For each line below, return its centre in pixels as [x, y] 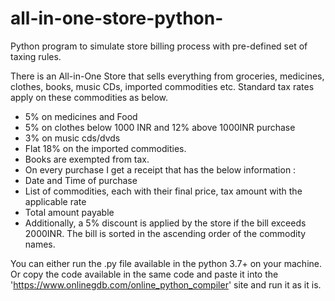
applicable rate [55, 201]
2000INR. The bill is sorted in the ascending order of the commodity [165, 233]
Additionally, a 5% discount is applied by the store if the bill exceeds [165, 223]
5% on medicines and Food [81, 116]
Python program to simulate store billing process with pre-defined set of [159, 46]
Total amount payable [69, 212]
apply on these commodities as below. [89, 97]
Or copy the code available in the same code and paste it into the [144, 274]
